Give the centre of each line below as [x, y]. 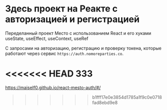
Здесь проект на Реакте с [61, 9]
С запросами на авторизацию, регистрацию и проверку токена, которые [83, 48]
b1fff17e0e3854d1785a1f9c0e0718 [127, 97]
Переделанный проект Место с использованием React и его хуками [78, 33]
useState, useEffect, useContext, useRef [47, 38]
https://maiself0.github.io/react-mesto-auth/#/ [53, 87]
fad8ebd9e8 [105, 102]
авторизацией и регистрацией [72, 19]
